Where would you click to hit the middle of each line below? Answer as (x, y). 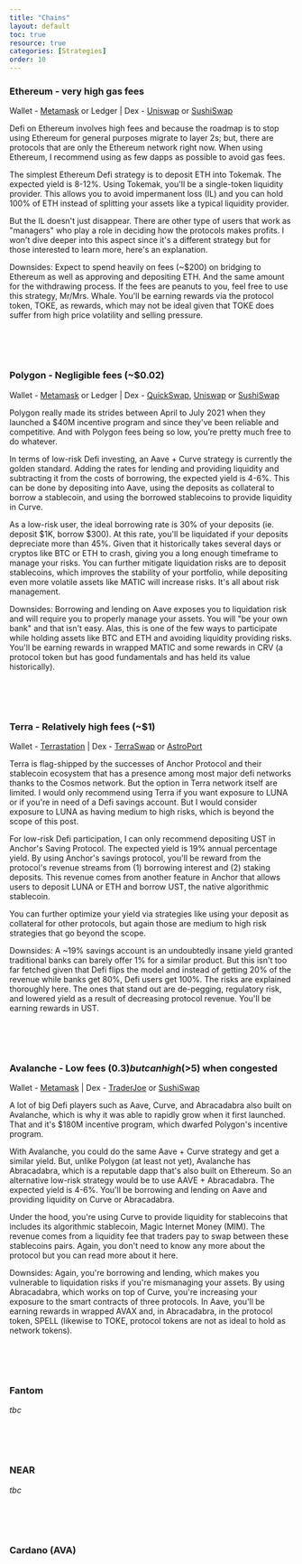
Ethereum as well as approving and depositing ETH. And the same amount (147, 277)
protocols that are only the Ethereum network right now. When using (136, 148)
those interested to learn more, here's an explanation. (109, 250)
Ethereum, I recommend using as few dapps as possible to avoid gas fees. (147, 157)
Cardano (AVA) (43, 1550)
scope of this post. (44, 821)
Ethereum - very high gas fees (77, 91)
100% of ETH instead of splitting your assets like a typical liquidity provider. (150, 203)
